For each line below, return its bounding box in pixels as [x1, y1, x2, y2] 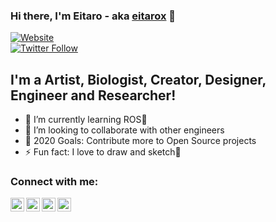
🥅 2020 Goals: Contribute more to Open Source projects [24, 135, 257, 147]
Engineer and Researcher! [10, 87, 177, 104]
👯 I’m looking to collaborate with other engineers [24, 124, 225, 136]
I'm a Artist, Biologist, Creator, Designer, [10, 71, 267, 88]
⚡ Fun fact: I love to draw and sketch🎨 [24, 146, 182, 158]
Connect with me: [10, 175, 99, 189]
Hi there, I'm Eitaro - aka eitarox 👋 [10, 9, 177, 23]
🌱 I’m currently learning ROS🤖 [24, 114, 148, 126]
